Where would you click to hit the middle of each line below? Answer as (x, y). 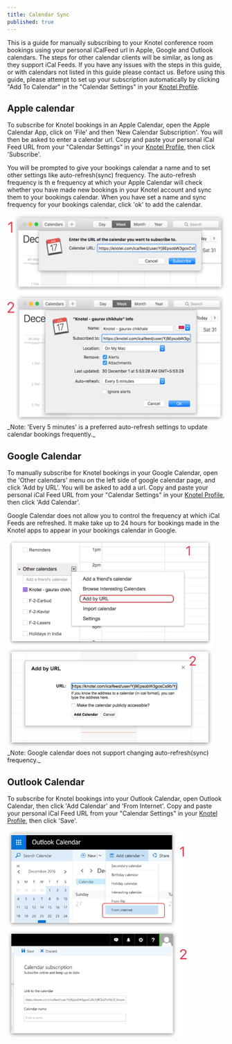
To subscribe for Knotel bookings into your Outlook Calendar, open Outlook (115, 798)
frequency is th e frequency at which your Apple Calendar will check (105, 183)
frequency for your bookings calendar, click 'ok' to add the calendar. (105, 205)
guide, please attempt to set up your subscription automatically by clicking (114, 79)
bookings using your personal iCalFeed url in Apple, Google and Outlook (110, 50)
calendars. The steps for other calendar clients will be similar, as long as (110, 57)
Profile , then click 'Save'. (42, 820)
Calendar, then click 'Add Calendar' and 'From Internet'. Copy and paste (110, 806)
